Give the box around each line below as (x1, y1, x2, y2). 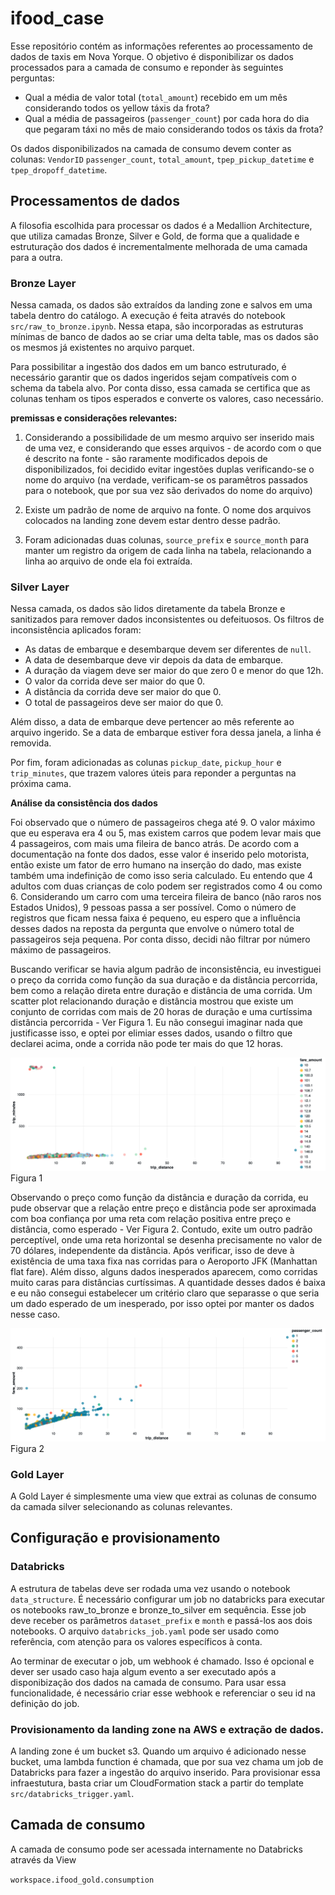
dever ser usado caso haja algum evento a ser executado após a (10, 1665, 277, 1677)
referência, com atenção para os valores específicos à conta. (10, 1635, 263, 1647)
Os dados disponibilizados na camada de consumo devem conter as (10, 142, 292, 154)
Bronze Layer (10, 276, 77, 290)
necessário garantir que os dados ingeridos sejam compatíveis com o (10, 372, 297, 384)
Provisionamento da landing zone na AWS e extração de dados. (10, 1722, 325, 1736)
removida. (10, 737, 52, 749)
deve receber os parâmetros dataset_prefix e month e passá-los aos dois (10, 1614, 313, 1626)
